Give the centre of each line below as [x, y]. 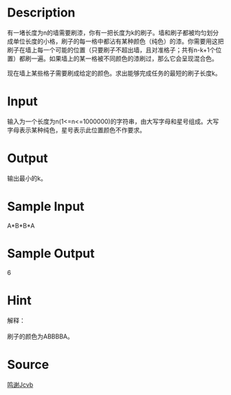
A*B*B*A [21, 225]
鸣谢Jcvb [20, 385]
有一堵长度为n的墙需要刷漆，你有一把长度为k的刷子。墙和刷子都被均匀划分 [113, 32]
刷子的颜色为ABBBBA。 [40, 336]
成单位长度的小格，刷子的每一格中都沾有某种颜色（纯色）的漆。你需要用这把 [115, 41]
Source [28, 364]
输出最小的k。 [27, 178]
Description [41, 13]
